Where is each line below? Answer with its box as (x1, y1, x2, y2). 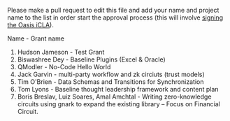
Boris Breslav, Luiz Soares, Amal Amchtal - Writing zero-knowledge (17, 92, 212, 101)
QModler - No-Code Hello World (17, 63, 111, 71)
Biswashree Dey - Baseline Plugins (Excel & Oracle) (17, 55, 166, 64)
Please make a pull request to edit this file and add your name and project (7, 6, 220, 14)
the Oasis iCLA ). (7, 21, 54, 29)
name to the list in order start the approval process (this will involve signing (7, 13, 224, 22)
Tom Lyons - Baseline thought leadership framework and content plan (17, 85, 219, 93)
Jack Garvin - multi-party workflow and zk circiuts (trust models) (17, 70, 205, 78)
